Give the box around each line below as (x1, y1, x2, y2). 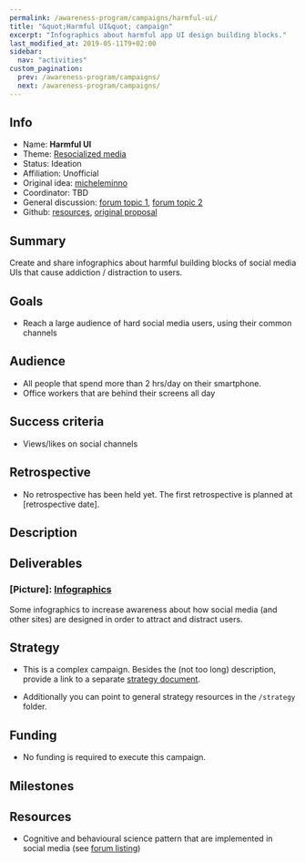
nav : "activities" (17, 56, 88, 65)
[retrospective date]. (22, 498, 100, 509)
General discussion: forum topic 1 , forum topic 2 (22, 197, 203, 208)
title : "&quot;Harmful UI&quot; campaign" (9, 22, 173, 31)
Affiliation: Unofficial (22, 168, 99, 179)
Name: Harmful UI (22, 139, 92, 150)
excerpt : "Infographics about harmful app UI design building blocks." (9, 30, 287, 39)
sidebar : (9, 47, 43, 57)
